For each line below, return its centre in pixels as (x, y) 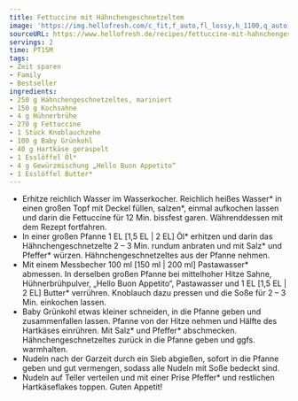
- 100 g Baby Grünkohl (51, 141)
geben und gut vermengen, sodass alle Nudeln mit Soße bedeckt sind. (151, 368)
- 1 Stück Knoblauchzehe (55, 133)
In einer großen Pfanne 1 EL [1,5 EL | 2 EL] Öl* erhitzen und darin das (147, 236)
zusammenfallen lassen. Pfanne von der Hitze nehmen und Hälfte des (149, 321)
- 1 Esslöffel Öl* (43, 157)
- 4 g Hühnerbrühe (43, 116)
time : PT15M (31, 50)
